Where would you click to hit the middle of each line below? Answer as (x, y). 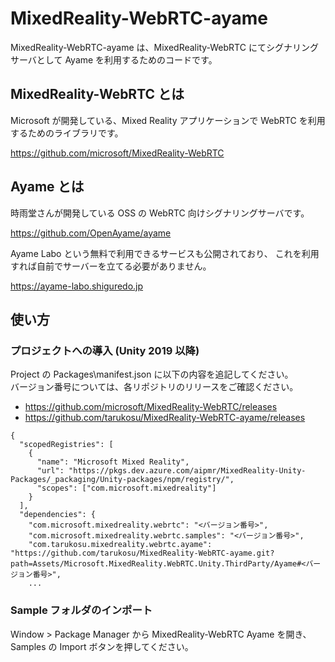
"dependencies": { (58, 515)
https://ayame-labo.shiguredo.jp (77, 286)
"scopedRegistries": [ (66, 445)
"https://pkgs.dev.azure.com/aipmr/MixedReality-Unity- (187, 471)
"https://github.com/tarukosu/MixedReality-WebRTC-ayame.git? (142, 553)
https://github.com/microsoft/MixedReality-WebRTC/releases (151, 407)
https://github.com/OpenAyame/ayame (91, 233)
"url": (50, 471)
